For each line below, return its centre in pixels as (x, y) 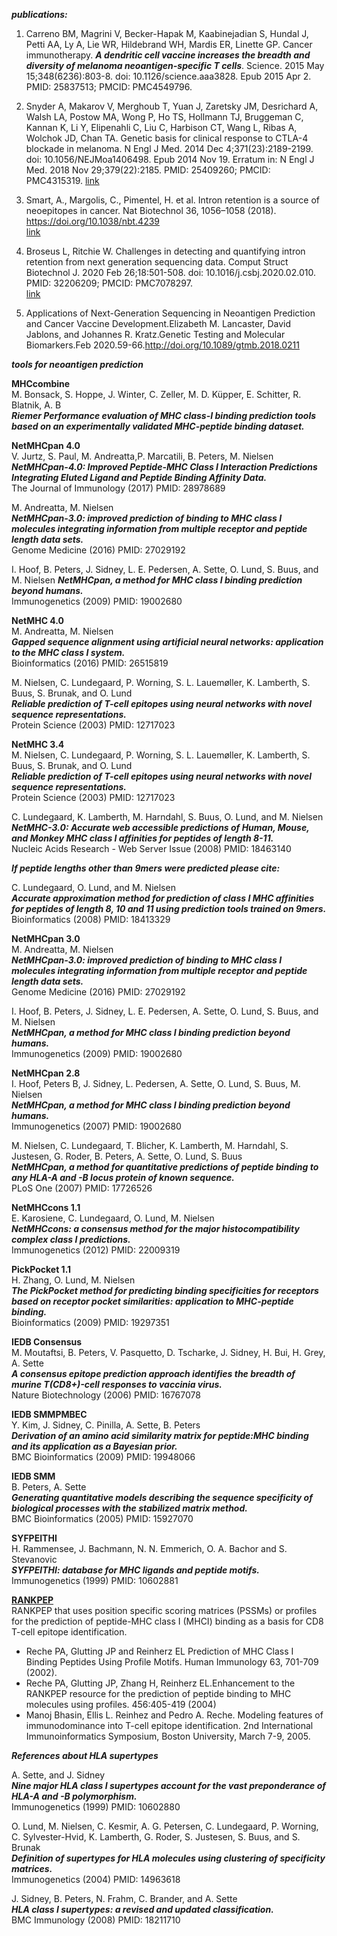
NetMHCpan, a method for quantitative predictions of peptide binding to (165, 1167)
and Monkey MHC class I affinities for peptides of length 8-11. (142, 838)
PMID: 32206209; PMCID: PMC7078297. (109, 283)
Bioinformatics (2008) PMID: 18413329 (91, 919)
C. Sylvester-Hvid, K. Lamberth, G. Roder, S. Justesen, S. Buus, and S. (156, 1837)
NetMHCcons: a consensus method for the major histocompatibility (155, 1228)
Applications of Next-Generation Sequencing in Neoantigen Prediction (170, 313)
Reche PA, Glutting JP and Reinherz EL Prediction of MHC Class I (159, 1651)
